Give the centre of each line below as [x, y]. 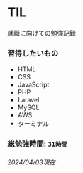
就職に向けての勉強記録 [41, 33]
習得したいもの [33, 53]
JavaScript [33, 85]
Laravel [28, 100]
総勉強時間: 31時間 [38, 144]
